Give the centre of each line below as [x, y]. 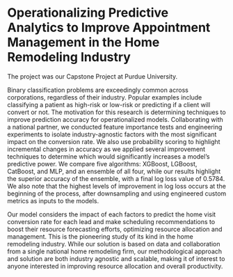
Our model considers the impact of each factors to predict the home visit [112, 214]
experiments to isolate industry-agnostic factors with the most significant [112, 134]
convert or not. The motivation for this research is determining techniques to [116, 112]
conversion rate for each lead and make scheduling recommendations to [111, 221]
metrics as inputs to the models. [53, 200]
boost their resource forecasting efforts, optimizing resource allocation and [115, 229]
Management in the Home [83, 42]
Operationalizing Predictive [88, 13]
